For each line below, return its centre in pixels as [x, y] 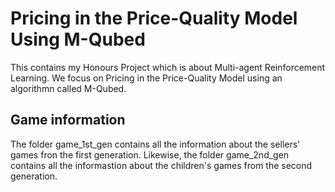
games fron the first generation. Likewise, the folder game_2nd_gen [150, 154]
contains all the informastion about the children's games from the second [161, 165]
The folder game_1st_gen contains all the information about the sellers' [155, 144]
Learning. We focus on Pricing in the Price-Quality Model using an [146, 78]
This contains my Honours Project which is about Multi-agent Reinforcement [168, 67]
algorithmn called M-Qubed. [68, 88]
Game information [68, 120]
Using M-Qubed [78, 39]
